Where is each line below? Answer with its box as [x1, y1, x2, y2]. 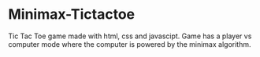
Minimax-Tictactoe [8, 5, 136, 23]
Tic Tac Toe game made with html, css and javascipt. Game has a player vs [8, 31, 252, 41]
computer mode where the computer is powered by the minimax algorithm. [8, 39, 251, 48]
